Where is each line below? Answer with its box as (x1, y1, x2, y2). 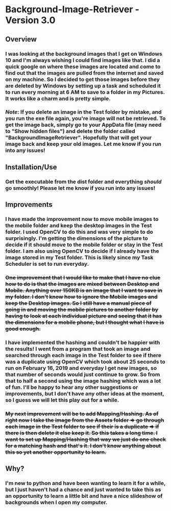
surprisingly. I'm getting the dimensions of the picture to (5, 235, 148, 242)
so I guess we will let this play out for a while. (5, 396, 119, 404)
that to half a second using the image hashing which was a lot (5, 377, 161, 384)
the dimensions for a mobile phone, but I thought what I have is (5, 319, 164, 326)
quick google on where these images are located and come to (5, 63, 161, 70)
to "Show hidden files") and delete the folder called (5, 128, 135, 135)
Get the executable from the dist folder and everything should (5, 178, 162, 185)
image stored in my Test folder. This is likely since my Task (5, 254, 154, 261)
